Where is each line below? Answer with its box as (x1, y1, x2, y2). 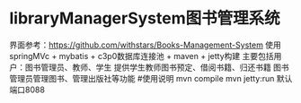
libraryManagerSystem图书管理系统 (9, 8, 280, 29)
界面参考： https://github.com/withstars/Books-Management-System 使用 (9, 39, 281, 50)
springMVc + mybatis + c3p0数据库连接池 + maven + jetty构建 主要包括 (9, 50, 274, 61)
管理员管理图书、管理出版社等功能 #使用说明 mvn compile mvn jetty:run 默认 (9, 73, 293, 83)
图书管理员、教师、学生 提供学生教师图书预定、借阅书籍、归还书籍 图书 (24, 62, 289, 73)
